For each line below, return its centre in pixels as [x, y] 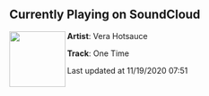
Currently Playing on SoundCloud [105, 15]
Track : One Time [98, 53]
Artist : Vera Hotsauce [107, 36]
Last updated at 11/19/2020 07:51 [127, 70]
